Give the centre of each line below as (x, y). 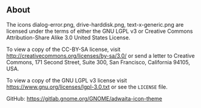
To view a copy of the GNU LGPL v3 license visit (67, 80)
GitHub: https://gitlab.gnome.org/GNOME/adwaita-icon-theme (84, 98)
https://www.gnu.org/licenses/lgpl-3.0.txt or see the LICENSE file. (87, 87)
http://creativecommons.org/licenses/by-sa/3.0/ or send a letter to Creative (101, 56)
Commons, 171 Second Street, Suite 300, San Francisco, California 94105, (98, 62)
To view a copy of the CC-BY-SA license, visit (63, 49)
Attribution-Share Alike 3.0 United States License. (68, 37)
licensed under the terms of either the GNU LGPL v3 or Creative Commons (100, 31)
